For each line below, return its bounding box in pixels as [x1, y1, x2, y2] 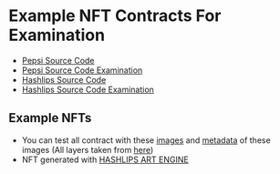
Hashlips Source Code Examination [21, 84, 154, 95]
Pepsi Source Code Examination [21, 65, 143, 76]
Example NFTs [8, 110, 92, 126]
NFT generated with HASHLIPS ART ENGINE [21, 154, 189, 165]
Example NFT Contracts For [8, 5, 222, 26]
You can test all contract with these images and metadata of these [21, 134, 271, 146]
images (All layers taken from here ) [21, 144, 154, 155]
